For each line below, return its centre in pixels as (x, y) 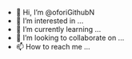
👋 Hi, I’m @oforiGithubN (55, 12)
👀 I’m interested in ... (50, 21)
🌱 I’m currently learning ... (58, 29)
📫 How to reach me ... (53, 47)
